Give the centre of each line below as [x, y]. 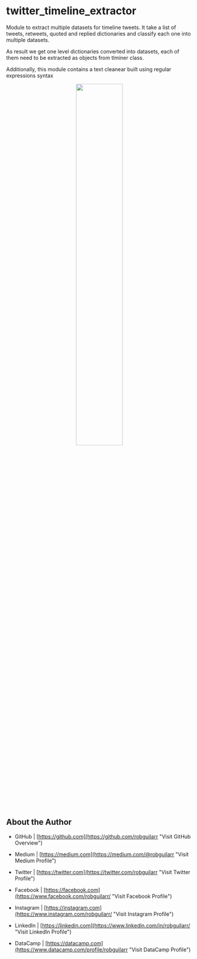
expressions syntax [30, 75]
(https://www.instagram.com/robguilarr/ [63, 914]
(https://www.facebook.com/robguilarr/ [63, 896]
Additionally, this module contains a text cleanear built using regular [89, 69]
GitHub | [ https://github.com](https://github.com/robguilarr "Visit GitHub [103, 836]
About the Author [39, 822]
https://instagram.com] [74, 907]
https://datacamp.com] [75, 943]
